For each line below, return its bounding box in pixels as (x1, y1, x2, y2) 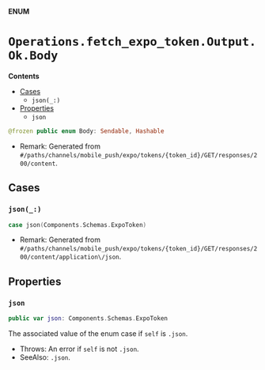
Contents (8, 71, 40, 81)
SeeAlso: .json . (19, 352, 71, 362)
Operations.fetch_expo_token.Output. (8, 35, 257, 50)
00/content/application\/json (19, 253, 120, 262)
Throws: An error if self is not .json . (19, 344, 140, 353)
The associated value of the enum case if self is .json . (8, 328, 188, 338)
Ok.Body (8, 48, 59, 63)
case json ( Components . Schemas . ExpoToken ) (8, 221, 147, 228)
